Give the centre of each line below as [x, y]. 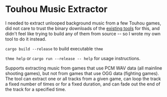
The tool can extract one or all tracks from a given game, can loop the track [83, 78]
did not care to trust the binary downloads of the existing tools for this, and [82, 28]
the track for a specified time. [36, 89]
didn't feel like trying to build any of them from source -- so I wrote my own [83, 33]
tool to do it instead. [26, 39]
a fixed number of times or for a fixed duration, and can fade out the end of [83, 84]
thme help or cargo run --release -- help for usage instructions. [73, 58]
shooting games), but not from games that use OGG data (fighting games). [82, 73]
